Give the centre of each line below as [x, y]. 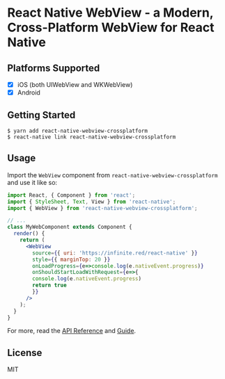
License [25, 353]
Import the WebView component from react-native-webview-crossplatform [113, 175]
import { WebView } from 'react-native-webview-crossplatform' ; [102, 208]
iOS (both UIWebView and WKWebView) [75, 84]
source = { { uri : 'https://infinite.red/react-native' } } [115, 253]
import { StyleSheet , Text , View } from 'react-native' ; [92, 202]
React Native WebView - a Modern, [110, 13]
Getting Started [41, 115]
